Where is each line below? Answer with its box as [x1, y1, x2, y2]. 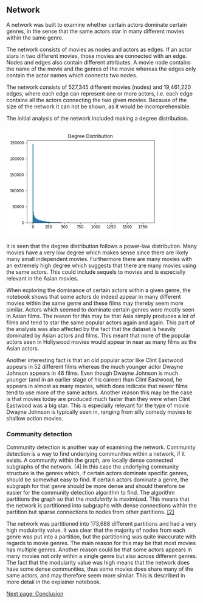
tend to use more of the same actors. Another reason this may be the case [6, 389, 193, 396]
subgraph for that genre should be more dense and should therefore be [6, 483, 185, 490]
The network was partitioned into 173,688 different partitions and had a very [6, 520, 197, 528]
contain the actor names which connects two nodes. [6, 71, 138, 78]
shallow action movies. [6, 414, 64, 422]
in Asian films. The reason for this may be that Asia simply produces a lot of [6, 312, 196, 319]
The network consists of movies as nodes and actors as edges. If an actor [6, 46, 192, 53]
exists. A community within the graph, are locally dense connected [6, 456, 173, 464]
